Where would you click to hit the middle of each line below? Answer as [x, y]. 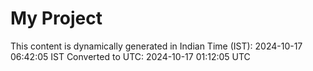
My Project [56, 18]
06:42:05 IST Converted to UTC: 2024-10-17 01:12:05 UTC [130, 56]
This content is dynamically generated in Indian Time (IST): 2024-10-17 [156, 46]
